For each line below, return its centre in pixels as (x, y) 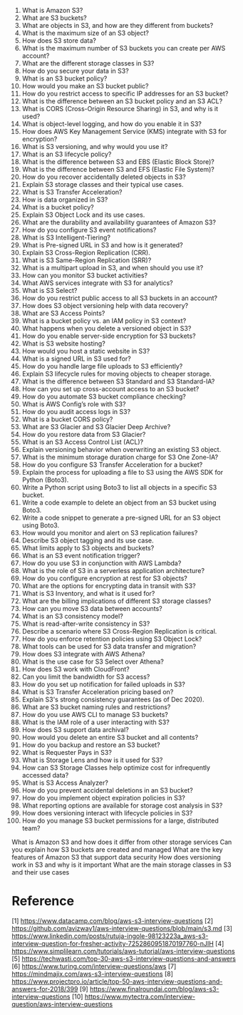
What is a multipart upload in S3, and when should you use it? (113, 268)
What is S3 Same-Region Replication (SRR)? (87, 260)
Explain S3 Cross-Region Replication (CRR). (86, 253)
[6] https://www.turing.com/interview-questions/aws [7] (94, 966)
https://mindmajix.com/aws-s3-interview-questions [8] (92, 974)
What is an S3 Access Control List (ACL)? (83, 442)
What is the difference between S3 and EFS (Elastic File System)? (118, 169)
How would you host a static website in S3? (86, 351)
